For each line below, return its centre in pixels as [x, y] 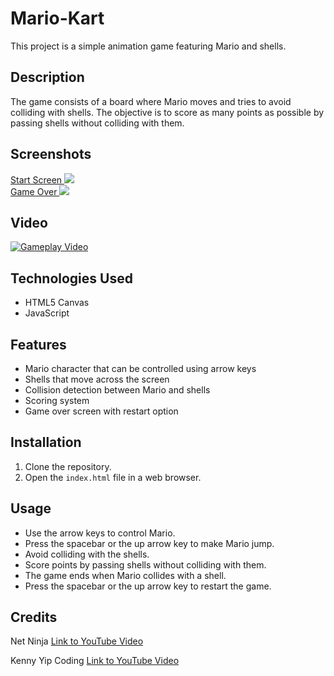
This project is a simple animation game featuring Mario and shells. [148, 46]
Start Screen [36, 179]
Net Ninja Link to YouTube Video [77, 641]
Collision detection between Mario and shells [117, 390]
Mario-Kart [57, 18]
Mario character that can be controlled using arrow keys [140, 368]
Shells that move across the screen [97, 379]
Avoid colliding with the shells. [87, 554]
